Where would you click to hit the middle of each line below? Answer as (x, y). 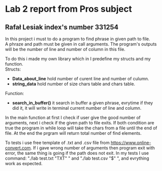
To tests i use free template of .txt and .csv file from (57, 143)
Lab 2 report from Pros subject (69, 9)
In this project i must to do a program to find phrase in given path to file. (78, 39)
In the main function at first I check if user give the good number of (73, 118)
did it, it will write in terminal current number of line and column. (77, 108)
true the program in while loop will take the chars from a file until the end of (81, 128)
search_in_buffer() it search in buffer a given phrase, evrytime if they (82, 103)
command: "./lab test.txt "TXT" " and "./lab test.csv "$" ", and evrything (77, 158)
